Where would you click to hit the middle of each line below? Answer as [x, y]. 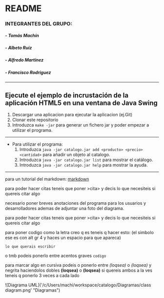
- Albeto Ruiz [19, 48]
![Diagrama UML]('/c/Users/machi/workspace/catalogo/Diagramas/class [78, 285]
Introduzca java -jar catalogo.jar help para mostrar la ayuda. [83, 165]
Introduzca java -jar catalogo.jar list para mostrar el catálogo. [86, 160]
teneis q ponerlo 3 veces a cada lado [42, 276]
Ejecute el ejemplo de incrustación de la [67, 95]
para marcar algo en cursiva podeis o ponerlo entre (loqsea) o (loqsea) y [78, 265]
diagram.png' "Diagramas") [33, 290]
